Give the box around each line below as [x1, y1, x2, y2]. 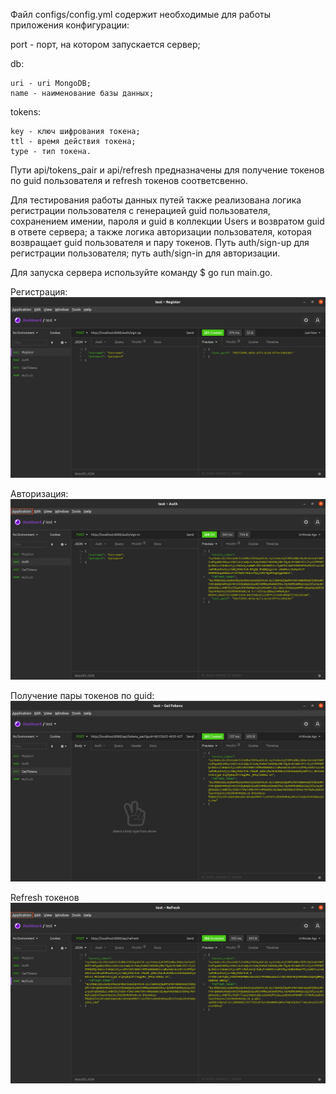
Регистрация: [10, 286, 68, 298]
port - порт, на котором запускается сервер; [10, 39, 201, 50]
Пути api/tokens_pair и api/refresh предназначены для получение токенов [10, 164, 325, 176]
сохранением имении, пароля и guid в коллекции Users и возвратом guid [10, 215, 325, 227]
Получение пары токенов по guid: [10, 689, 155, 701]
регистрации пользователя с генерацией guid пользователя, [10, 205, 271, 216]
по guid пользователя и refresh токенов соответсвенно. [10, 175, 248, 186]
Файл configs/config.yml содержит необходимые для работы [10, 9, 272, 20]
